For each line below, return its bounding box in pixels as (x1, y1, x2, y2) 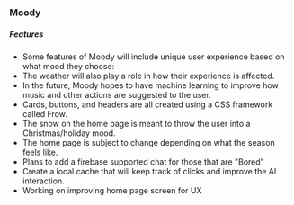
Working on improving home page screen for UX (22, 184, 202, 195)
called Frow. (22, 108, 67, 119)
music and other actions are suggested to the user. (22, 89, 211, 100)
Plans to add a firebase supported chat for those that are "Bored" (22, 156, 265, 167)
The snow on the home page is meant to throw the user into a (22, 118, 251, 129)
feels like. (22, 147, 58, 157)
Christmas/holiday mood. (22, 128, 116, 138)
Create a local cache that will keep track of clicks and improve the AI (22, 165, 277, 176)
